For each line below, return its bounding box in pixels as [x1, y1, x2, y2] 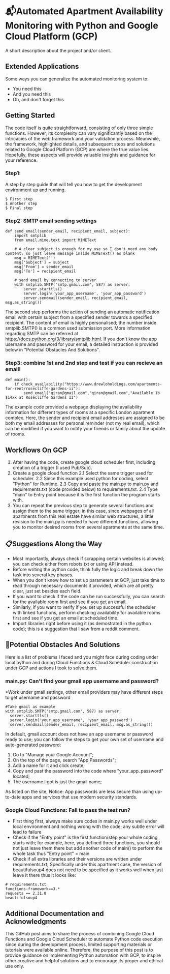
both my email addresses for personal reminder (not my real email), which [5, 420, 160, 426]
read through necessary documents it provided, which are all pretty [12, 582, 154, 589]
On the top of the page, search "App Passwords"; [12, 757, 116, 763]
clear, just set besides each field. [12, 588, 82, 594]
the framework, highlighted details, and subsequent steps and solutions [5, 141, 155, 147]
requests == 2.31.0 [5, 891, 47, 896]
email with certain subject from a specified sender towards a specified [5, 314, 153, 320]
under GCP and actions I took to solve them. [5, 665, 98, 671]
